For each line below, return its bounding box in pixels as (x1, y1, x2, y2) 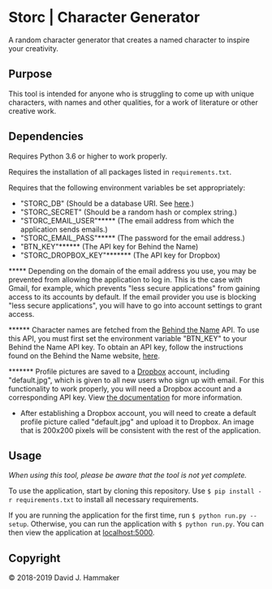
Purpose (8, 67, 53, 81)
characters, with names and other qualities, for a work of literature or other (8, 97, 258, 107)
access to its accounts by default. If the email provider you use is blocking (8, 292, 257, 301)
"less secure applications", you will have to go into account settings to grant (8, 301, 262, 310)
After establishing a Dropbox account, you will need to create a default (19, 408, 257, 418)
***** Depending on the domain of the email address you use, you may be (8, 266, 257, 275)
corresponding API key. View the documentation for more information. (8, 392, 243, 402)
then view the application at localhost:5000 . (8, 528, 155, 538)
